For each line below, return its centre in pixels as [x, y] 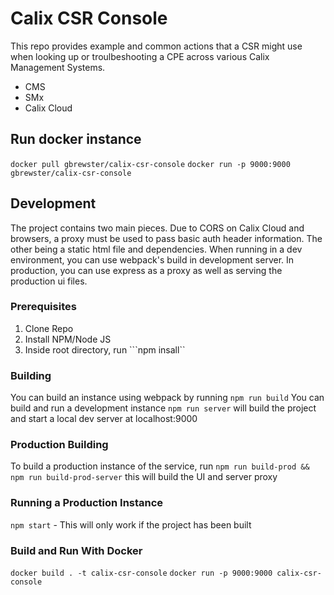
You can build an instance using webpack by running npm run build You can [167, 398]
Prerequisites [43, 307]
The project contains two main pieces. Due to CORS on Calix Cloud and [157, 228]
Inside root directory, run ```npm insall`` [105, 349]
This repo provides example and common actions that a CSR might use [156, 46]
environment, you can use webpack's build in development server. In [152, 259]
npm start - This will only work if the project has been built [131, 524]
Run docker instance [76, 139]
